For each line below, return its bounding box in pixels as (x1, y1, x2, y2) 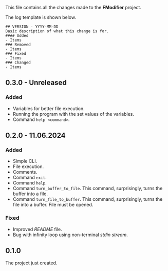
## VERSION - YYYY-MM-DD (5, 24, 59, 29)
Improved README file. (12, 226, 63, 232)
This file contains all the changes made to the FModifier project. (5, 5, 141, 10)
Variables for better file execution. (12, 105, 85, 112)
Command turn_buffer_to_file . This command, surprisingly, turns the (12, 185, 163, 192)
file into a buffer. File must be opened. (12, 202, 94, 208)
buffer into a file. (12, 191, 48, 197)
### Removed (5, 42, 31, 47)
